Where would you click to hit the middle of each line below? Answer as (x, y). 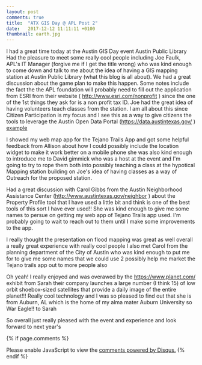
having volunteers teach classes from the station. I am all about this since (97, 109)
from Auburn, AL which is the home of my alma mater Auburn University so (99, 302)
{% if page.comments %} (38, 339)
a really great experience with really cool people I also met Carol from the (97, 246)
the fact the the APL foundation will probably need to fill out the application (99, 90)
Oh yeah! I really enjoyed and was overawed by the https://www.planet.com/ (101, 277)
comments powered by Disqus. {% (142, 350)
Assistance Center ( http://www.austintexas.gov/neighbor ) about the (91, 196)
